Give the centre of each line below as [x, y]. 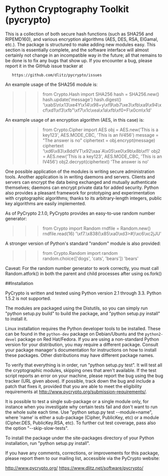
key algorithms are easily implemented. [46, 203]
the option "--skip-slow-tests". [37, 428]
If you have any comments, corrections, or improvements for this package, [82, 453]
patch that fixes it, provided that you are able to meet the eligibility [73, 386]
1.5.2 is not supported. [28, 298]
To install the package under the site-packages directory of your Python [80, 438]
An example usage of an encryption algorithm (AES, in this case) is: [75, 120]
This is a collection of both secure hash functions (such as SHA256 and [79, 34]
